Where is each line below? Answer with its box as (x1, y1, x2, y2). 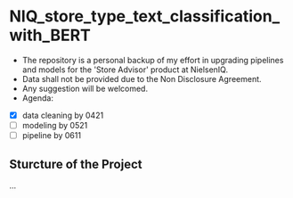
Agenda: (21, 92, 53, 103)
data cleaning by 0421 (21, 110, 104, 120)
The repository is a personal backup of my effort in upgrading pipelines (21, 54, 284, 65)
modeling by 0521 (21, 120, 88, 130)
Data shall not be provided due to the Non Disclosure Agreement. (21, 73, 262, 84)
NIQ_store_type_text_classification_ (9, 6, 281, 27)
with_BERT (9, 25, 92, 45)
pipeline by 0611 (21, 130, 82, 141)
